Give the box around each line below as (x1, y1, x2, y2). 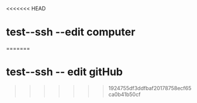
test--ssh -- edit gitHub (6, 66, 123, 78)
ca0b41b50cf (108, 91, 141, 98)
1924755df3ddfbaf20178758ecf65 (108, 84, 192, 91)
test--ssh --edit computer (6, 26, 136, 39)
